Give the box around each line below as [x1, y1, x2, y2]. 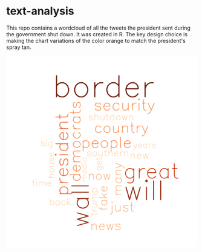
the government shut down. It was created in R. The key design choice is [6, 30, 188, 37]
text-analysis [6, 4, 74, 18]
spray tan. [6, 44, 31, 51]
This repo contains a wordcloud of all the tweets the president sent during [6, 24, 191, 31]
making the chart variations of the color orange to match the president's [6, 37, 186, 44]
